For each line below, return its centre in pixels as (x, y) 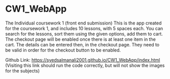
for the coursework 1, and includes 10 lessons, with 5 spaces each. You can (84, 28)
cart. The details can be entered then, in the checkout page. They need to (82, 44)
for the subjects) (23, 71)
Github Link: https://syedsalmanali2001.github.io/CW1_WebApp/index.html (83, 60)
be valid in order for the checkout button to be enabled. (63, 50)
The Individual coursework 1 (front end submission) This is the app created (83, 23)
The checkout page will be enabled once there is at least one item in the (80, 39)
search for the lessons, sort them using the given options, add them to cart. (84, 34)
